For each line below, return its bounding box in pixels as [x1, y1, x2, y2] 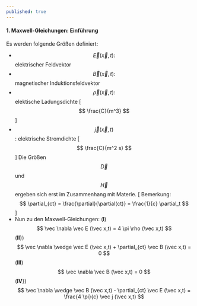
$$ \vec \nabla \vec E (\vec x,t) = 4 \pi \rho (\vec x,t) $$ [36, 225, 172, 232]
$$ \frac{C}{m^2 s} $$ [76, 144, 132, 151]
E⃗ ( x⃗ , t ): [93, 52, 116, 59]
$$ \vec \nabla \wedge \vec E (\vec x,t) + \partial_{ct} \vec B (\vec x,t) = [17, 243, 192, 250]
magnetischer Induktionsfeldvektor [14, 79, 101, 87]
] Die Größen [14, 154, 46, 161]
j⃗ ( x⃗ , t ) [94, 126, 114, 133]
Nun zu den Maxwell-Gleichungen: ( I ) [14, 215, 107, 222]
